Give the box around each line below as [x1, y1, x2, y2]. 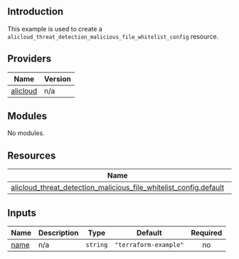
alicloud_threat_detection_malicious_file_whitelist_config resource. [7, 32, 219, 41]
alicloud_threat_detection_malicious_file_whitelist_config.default [11, 183, 225, 193]
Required [191, 228, 223, 238]
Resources [7, 149, 56, 162]
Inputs [7, 206, 37, 219]
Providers [7, 53, 52, 65]
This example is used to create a [7, 24, 103, 33]
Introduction [7, 6, 64, 18]
